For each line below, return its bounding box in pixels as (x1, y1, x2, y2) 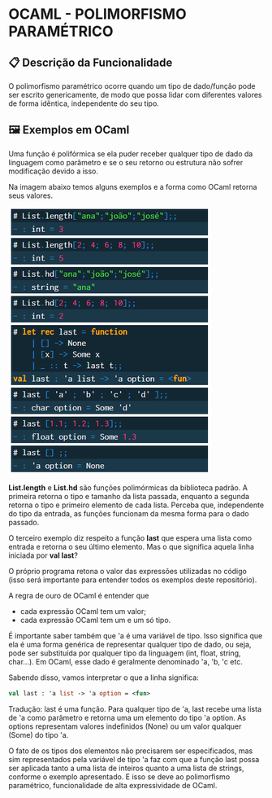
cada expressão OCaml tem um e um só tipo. (19, 615, 171, 625)
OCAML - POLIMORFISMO (8, 5, 187, 24)
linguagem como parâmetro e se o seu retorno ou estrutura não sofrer (8, 157, 244, 167)
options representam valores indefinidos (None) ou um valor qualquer (8, 721, 242, 731)
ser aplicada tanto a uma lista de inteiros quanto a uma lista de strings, (8, 763, 244, 773)
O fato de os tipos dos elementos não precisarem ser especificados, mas (8, 746, 253, 756)
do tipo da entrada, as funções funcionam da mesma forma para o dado (8, 508, 249, 518)
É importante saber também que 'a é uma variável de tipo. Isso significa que (8, 630, 263, 640)
